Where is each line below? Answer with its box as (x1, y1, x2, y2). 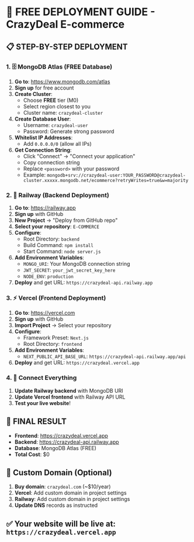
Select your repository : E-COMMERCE (14, 223, 99, 230)
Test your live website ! (14, 399, 71, 406)
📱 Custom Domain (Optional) (6, 468, 112, 478)
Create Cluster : (14, 90, 53, 97)
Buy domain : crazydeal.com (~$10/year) (14, 483, 111, 490)
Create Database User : (14, 115, 71, 122)
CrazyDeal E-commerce (6, 18, 125, 31)
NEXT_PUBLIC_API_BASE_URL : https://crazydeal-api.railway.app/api (23, 353, 186, 360)
